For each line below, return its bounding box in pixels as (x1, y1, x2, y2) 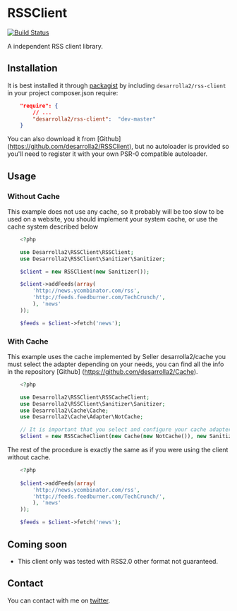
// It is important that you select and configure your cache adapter (20, 426, 232, 433)
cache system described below (7, 222, 99, 231)
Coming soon (7, 538, 68, 550)
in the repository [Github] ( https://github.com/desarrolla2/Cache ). (7, 367, 199, 375)
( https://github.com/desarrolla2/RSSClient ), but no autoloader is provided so (7, 143, 229, 151)
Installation (7, 62, 58, 75)
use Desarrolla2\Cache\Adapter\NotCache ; (20, 413, 143, 421)
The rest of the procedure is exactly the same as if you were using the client (7, 446, 229, 454)
